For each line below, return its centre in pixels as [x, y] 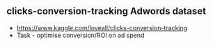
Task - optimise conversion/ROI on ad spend [80, 35]
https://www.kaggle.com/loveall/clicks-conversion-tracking [102, 27]
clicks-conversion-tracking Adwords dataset [106, 11]
